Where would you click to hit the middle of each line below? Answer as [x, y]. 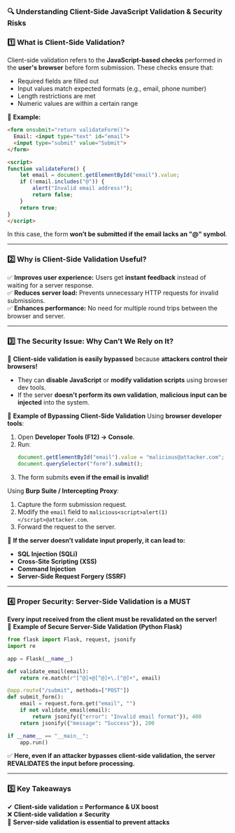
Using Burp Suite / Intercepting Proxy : [63, 491]
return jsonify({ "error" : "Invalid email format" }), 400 [117, 717]
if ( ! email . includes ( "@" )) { [62, 182]
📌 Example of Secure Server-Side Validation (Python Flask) [95, 627]
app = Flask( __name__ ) [40, 658]
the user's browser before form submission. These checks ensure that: [111, 68]
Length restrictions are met [56, 96]
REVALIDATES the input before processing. [71, 764]
